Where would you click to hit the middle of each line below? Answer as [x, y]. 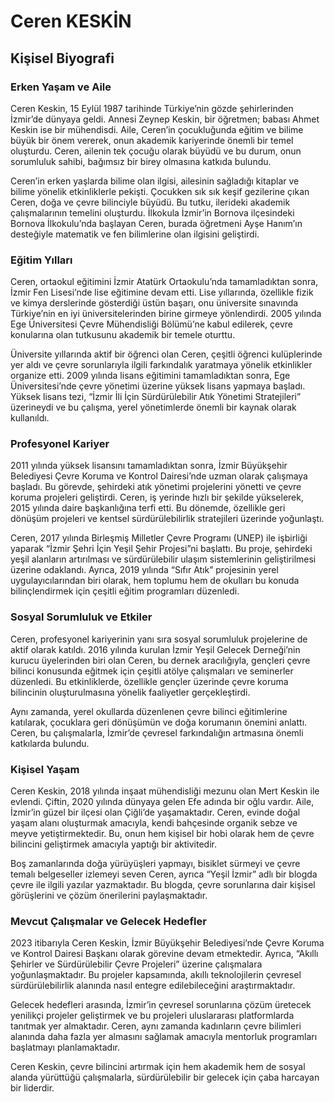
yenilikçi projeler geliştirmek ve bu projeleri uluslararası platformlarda [152, 1016]
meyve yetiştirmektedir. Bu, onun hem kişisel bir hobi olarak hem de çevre [162, 834]
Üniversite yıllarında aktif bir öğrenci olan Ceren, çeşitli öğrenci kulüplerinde [166, 354]
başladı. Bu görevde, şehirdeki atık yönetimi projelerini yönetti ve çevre [156, 487]
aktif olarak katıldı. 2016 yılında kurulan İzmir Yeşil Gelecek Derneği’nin [155, 649]
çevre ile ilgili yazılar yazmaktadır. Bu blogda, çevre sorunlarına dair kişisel [163, 885]
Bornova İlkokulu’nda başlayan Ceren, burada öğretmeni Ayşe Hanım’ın [156, 223]
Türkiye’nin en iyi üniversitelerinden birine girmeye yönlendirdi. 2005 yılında [166, 314]
